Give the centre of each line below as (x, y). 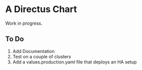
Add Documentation (33, 51)
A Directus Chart (41, 9)
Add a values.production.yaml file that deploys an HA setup (75, 62)
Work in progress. (24, 23)
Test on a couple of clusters (42, 56)
